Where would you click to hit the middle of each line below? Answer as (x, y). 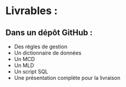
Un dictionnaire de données (48, 53)
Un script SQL (31, 71)
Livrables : (32, 11)
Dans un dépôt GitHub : (49, 33)
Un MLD (24, 65)
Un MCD (24, 59)
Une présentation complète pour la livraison (67, 78)
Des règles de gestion (41, 46)
